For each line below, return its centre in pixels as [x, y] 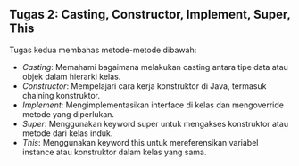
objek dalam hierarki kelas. [71, 76]
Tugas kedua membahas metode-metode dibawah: [103, 50]
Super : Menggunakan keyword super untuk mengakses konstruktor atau [155, 123]
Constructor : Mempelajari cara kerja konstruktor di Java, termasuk [144, 86]
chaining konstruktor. [61, 95]
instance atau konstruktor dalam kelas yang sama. [114, 152]
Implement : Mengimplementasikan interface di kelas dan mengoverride [153, 105]
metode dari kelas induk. [67, 133]
